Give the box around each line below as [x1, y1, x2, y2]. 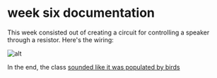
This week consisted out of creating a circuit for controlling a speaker [7, 28, 210, 37]
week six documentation [7, 5, 156, 21]
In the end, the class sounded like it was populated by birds [7, 63, 180, 71]
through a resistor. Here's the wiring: [7, 35, 115, 44]
